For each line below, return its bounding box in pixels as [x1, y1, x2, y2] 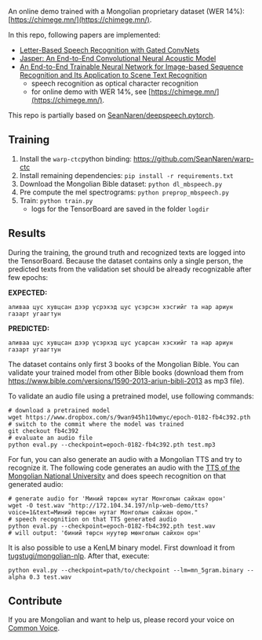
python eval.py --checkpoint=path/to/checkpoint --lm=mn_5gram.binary [8, 566, 244, 574]
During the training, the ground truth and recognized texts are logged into [8, 247, 246, 257]
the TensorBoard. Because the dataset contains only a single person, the [8, 256, 243, 265]
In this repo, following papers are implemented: [8, 31, 161, 39]
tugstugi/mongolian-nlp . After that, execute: [8, 551, 150, 560]
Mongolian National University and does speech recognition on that [8, 471, 226, 481]
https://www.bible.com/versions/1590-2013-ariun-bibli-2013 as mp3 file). [8, 376, 245, 385]
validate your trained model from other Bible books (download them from [8, 368, 244, 377]
